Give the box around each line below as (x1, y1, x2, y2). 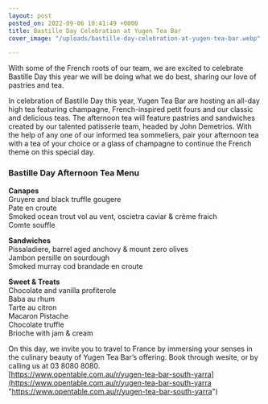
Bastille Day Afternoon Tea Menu (8, 167, 140, 179)
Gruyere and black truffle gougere (8, 194, 122, 204)
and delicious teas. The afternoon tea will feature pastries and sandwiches (8, 113, 256, 123)
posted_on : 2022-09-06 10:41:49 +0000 (8, 19, 138, 27)
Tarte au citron (8, 303, 57, 312)
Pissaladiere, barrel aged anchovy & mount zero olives (8, 244, 189, 254)
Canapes (8, 186, 39, 196)
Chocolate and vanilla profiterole (8, 285, 117, 295)
